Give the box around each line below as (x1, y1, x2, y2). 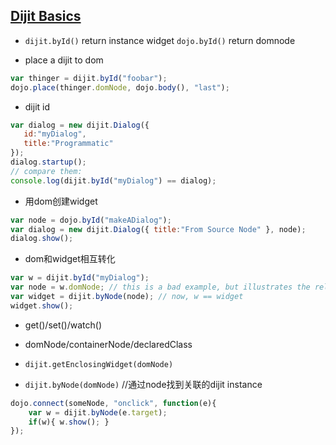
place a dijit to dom (24, 54, 104, 66)
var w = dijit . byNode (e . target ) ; (28, 407, 168, 418)
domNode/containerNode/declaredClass (24, 338, 193, 350)
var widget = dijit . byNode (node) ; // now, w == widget (10, 292, 244, 302)
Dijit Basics (10, 8, 82, 25)
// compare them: (10, 166, 83, 176)
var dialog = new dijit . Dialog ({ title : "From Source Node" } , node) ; (10, 224, 307, 234)
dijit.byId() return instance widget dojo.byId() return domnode (24, 34, 296, 46)
